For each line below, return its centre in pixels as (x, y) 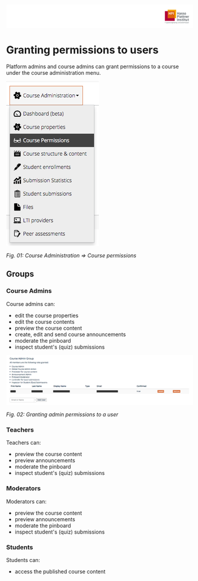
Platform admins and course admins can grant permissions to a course (92, 66)
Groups (20, 274)
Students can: (23, 560)
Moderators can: (26, 501)
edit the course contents (45, 321)
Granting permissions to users (82, 50)
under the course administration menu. (54, 72)
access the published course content (60, 572)
